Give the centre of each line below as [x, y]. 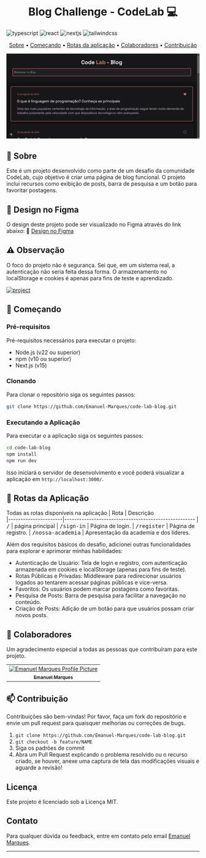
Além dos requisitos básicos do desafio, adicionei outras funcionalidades [99, 545]
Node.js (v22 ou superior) [48, 352]
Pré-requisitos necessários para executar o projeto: [71, 340]
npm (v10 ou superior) [43, 359]
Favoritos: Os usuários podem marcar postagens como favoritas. [97, 589]
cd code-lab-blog [29, 448]
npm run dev [21, 461]
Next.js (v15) [31, 365]
